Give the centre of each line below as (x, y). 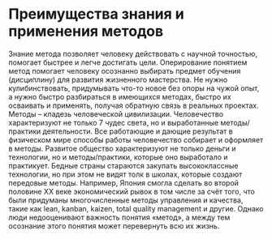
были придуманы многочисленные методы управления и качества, (126, 200)
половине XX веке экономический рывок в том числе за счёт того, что (132, 191)
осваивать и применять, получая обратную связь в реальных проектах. (134, 105)
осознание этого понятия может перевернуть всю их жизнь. (114, 226)
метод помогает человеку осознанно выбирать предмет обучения (125, 70)
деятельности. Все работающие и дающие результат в (138, 131)
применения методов (86, 31)
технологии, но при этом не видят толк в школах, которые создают (125, 174)
